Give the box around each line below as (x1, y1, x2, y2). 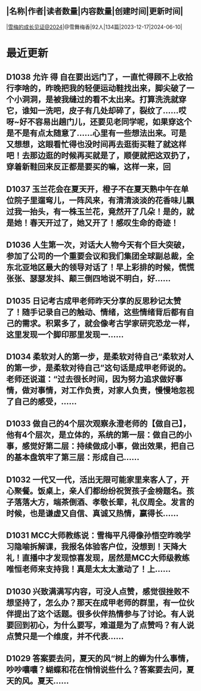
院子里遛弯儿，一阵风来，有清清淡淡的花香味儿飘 (14, 195, 194, 205)
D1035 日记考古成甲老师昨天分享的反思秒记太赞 (6, 296, 181, 306)
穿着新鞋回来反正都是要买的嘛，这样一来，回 (6, 162, 171, 172)
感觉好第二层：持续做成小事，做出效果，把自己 (21, 441, 194, 451)
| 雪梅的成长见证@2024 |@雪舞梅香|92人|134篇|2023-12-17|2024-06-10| (6, 23, 183, 31)
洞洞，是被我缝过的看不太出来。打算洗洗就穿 (21, 95, 187, 105)
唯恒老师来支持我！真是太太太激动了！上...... (6, 564, 171, 574)
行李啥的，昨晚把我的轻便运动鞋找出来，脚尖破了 (6, 83, 187, 93)
